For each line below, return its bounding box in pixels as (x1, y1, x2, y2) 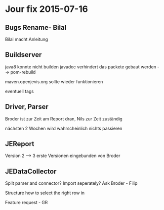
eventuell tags (5, 88, 34, 94)
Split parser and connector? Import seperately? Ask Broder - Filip (5, 180, 138, 186)
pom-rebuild (10, 69, 36, 75)
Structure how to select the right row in (5, 190, 85, 196)
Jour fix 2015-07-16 (5, 3, 88, 15)
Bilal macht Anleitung (5, 36, 48, 42)
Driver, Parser (5, 103, 48, 111)
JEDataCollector (5, 167, 57, 175)
